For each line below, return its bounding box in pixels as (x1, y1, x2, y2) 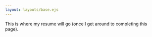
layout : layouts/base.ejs (5, 7, 58, 12)
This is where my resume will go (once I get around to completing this (5, 21, 148, 27)
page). (5, 26, 19, 32)
